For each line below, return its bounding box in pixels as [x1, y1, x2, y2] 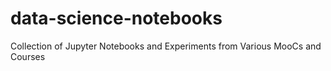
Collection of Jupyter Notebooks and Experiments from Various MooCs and [10, 40, 322, 52]
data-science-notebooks [10, 7, 223, 30]
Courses [10, 50, 46, 62]
